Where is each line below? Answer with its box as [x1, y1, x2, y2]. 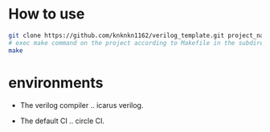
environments [8, 73, 104, 92]
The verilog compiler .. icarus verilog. [19, 100, 144, 109]
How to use [8, 5, 85, 23]
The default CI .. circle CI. [19, 116, 105, 126]
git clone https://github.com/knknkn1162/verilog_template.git [8, 31, 225, 39]
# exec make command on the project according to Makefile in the [8, 39, 235, 47]
